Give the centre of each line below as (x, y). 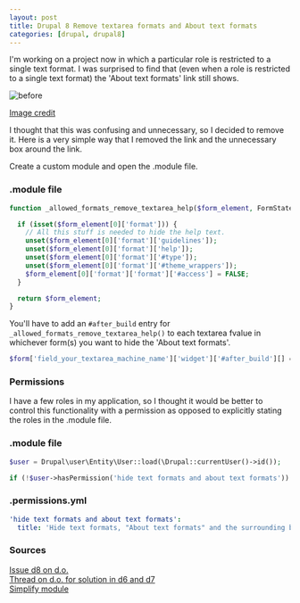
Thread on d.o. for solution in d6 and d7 (82, 579)
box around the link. (46, 149)
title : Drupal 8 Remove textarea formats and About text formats (133, 26)
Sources (28, 550)
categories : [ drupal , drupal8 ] (67, 34)
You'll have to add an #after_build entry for (90, 324)
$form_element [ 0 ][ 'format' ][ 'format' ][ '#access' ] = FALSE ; (137, 274)
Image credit (33, 113)
